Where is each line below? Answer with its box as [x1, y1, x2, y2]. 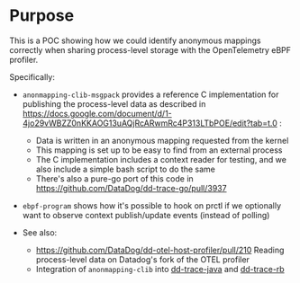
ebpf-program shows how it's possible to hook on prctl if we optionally [22, 199, 282, 211]
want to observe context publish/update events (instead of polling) [22, 209, 270, 220]
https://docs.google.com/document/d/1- [22, 108, 173, 119]
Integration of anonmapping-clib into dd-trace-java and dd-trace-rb [35, 263, 286, 274]
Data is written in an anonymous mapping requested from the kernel [35, 135, 289, 146]
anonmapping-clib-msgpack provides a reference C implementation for [22, 89, 279, 100]
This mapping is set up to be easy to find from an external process [35, 145, 283, 155]
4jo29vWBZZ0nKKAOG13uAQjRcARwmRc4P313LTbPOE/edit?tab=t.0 [22, 118, 277, 128]
